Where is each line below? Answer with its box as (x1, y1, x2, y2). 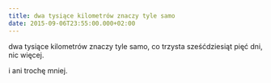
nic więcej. (8, 50, 44, 60)
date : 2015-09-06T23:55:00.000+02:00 (8, 19, 136, 27)
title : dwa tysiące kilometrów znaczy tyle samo (8, 11, 176, 20)
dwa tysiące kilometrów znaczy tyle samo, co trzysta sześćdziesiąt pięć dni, (8, 41, 263, 51)
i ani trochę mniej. (8, 65, 68, 75)
